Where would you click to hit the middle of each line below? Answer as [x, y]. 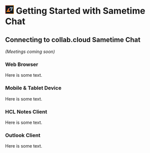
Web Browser [22, 64]
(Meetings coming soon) [30, 51]
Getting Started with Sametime [80, 11]
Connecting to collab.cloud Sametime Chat [73, 40]
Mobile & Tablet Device [33, 88]
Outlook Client [23, 135]
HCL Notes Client [26, 111]
